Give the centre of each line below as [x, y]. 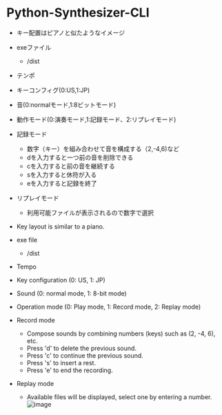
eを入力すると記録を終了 [62, 183]
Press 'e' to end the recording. [70, 370]
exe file [27, 240]
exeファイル [34, 47]
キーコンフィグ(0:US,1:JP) [53, 90]
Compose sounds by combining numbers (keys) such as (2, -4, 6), [121, 334]
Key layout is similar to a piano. [60, 226]
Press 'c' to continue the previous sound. [85, 355]
